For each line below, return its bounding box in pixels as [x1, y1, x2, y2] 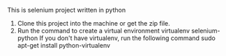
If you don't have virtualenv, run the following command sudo [39, 34, 216, 42]
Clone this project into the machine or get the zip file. [17, 19, 171, 27]
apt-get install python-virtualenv [17, 41, 110, 49]
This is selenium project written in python [7, 6, 126, 14]
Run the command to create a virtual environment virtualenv [17, 27, 190, 35]
